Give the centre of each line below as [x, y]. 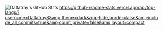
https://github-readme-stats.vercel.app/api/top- [107, 7]
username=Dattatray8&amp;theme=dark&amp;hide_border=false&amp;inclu [81, 17]
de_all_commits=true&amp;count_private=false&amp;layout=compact [75, 22]
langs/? [12, 12]
